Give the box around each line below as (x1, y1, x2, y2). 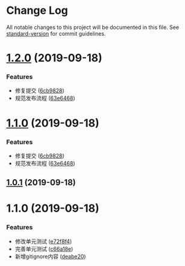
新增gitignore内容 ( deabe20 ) (14, 253, 86, 260)
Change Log (6, 4, 68, 17)
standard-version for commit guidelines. (6, 30, 106, 37)
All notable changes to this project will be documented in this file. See (6, 24, 180, 31)
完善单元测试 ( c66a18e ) (14, 245, 74, 252)
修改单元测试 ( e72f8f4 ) (14, 238, 72, 245)
